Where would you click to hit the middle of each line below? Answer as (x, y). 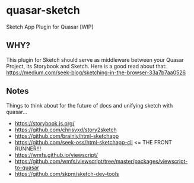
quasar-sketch (43, 10)
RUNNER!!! (28, 149)
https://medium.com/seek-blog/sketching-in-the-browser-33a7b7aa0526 (96, 72)
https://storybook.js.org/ (44, 123)
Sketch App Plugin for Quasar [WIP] (50, 27)
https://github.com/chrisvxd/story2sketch (66, 130)
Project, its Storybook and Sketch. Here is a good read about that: (87, 66)
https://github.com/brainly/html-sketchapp (67, 136)
